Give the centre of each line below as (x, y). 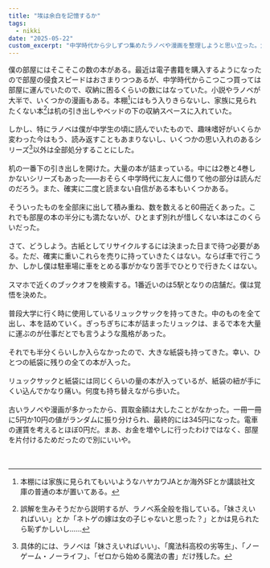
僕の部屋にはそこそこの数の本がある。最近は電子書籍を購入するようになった (135, 70)
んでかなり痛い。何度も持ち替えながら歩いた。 (107, 391)
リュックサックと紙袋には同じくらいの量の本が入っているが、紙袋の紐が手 (131, 381)
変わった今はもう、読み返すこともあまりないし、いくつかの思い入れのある (131, 139)
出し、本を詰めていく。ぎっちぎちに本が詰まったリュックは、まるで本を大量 (135, 324)
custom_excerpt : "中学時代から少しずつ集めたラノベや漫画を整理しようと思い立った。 (135, 46)
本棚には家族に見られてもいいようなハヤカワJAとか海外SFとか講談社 (134, 482)
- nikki (29, 31)
